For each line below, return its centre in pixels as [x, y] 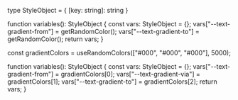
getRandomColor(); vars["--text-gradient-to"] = [130, 32]
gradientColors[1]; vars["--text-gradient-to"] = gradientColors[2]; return [113, 82]
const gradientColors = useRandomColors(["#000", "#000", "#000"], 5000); [119, 53]
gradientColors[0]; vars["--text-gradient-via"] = [131, 74]
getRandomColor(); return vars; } [55, 39]
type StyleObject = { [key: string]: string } [68, 10]
